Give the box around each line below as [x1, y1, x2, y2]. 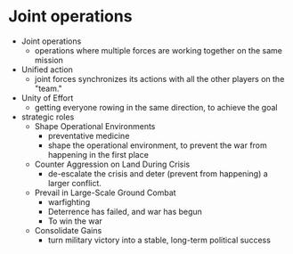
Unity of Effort [20, 92, 74, 103]
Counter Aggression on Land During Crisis [34, 159, 191, 169]
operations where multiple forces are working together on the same [34, 45, 282, 55]
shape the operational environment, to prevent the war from [47, 140, 268, 151]
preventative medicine [47, 130, 130, 141]
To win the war [47, 216, 103, 226]
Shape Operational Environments [34, 120, 156, 131]
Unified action [20, 64, 73, 75]
